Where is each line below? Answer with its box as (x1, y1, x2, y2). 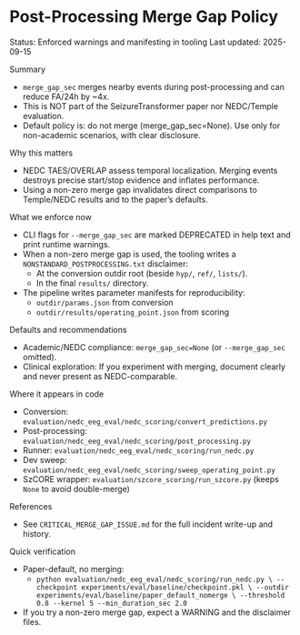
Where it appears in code (9, 388, 105, 399)
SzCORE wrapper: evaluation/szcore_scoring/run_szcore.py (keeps (22, 473, 279, 484)
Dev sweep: (22, 454, 68, 465)
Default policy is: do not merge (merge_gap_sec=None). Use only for (22, 120, 281, 131)
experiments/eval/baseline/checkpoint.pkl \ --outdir (81, 582, 289, 592)
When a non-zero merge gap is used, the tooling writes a (22, 248, 236, 259)
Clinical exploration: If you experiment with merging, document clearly (22, 361, 286, 372)
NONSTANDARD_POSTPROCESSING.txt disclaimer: (22, 257, 189, 269)
